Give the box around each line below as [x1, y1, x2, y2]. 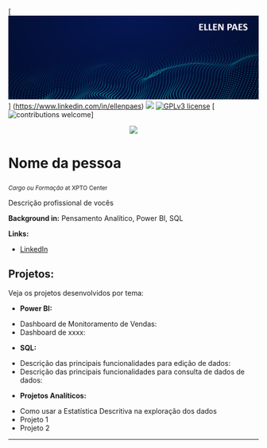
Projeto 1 [19, 415, 49, 425]
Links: [8, 229, 29, 238]
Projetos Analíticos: [19, 391, 87, 401]
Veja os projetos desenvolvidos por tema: [8, 289, 145, 298]
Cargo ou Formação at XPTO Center [8, 183, 108, 192]
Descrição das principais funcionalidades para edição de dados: [19, 359, 231, 368]
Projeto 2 [19, 423, 50, 433]
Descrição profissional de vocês [8, 198, 114, 207]
